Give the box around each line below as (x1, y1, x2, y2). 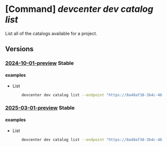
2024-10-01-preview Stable (5, 60, 74, 67)
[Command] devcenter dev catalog (5, 3, 154, 15)
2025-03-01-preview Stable (5, 104, 75, 111)
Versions (5, 45, 34, 53)
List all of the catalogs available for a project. (5, 30, 97, 36)
